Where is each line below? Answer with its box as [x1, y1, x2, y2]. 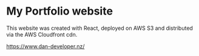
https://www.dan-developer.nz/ [6, 43, 85, 50]
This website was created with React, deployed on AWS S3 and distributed [6, 24, 193, 32]
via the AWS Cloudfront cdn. [6, 30, 78, 38]
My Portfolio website [6, 4, 113, 18]
